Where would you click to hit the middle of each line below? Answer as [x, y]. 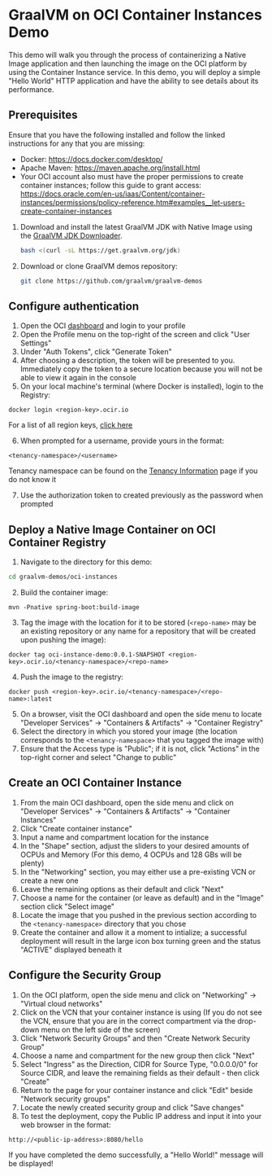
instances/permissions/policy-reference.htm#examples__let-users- [132, 202]
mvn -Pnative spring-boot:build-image [74, 608]
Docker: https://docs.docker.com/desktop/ [91, 159]
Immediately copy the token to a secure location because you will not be [141, 369]
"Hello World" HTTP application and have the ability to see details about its [134, 81]
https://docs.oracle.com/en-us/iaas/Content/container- [112, 194]
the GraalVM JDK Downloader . [71, 235]
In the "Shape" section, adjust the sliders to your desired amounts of [134, 845]
